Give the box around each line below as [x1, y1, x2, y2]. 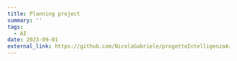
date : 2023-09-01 [7, 36, 59, 43]
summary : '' [7, 17, 42, 24]
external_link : [7, 43, 52, 50]
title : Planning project [7, 10, 80, 18]
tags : [7, 23, 23, 30]
